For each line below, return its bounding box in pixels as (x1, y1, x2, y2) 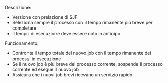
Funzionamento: (5, 40, 39, 46)
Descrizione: (5, 5, 32, 10)
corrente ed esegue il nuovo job (12, 66, 79, 72)
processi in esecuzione (12, 56, 61, 62)
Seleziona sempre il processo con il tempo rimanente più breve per (12, 20, 153, 25)
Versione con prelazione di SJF (12, 14, 78, 20)
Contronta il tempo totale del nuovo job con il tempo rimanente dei (12, 50, 151, 56)
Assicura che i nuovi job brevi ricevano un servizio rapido (12, 72, 133, 78)
